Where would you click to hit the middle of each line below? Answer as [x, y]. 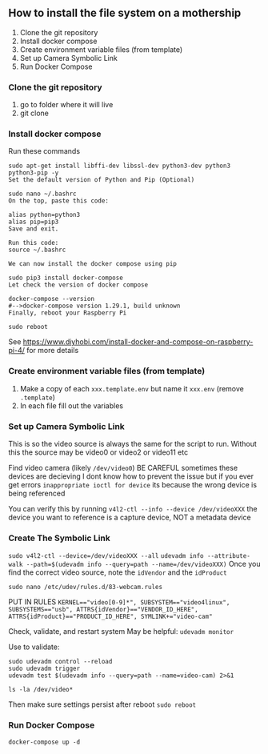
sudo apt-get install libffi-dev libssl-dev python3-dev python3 [119, 166]
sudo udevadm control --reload [60, 662]
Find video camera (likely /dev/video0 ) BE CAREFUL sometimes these [123, 468]
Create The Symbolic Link [59, 538]
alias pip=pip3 [34, 222]
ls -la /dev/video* [41, 690]
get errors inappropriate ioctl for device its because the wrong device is [133, 485]
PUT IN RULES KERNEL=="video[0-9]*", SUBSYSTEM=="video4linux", [119, 602]
